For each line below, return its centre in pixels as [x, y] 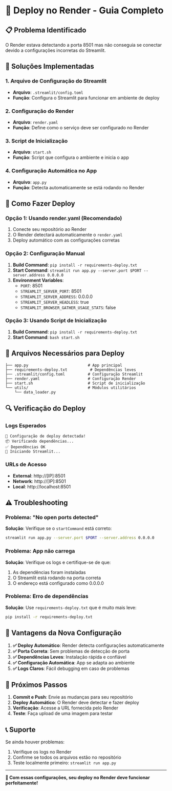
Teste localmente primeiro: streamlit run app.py [64, 763]
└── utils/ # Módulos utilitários [71, 388]
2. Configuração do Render [40, 111]
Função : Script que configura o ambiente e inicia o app [71, 157]
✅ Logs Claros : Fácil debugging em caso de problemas [71, 668]
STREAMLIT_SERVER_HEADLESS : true [55, 302]
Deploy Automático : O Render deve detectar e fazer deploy [76, 703]
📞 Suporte [20, 730]
